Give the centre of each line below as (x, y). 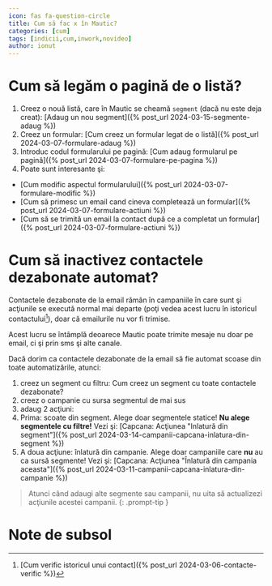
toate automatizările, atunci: (55, 367)
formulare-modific (51, 193)
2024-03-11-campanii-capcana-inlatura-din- (170, 469)
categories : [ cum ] (39, 31)
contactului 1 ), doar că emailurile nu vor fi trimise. (89, 318)
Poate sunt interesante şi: (62, 169)
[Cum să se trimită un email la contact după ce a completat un (123, 219)
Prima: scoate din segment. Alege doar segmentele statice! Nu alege (135, 417)
